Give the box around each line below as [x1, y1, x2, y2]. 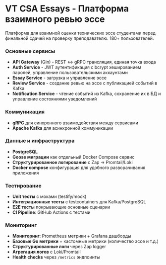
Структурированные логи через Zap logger [12, 244, 107, 250]
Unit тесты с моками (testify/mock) [12, 193, 87, 199]
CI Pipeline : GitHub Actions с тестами [12, 209, 91, 215]
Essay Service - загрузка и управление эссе [12, 75, 107, 81]
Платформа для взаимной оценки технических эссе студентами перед [5, 30, 156, 36]
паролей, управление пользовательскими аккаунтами [12, 70, 128, 76]
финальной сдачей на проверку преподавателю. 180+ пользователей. [5, 35, 154, 41]
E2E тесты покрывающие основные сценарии [12, 204, 111, 210]
